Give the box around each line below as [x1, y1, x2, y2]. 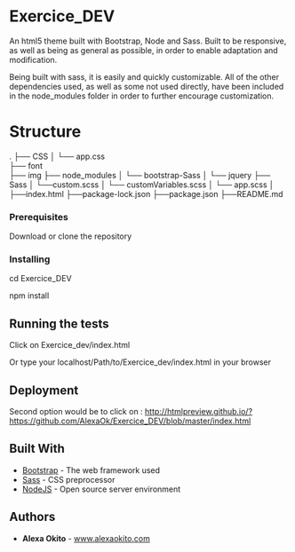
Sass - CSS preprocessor [21, 474, 116, 485]
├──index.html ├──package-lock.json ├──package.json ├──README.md [9, 188, 283, 199]
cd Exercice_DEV [9, 273, 73, 284]
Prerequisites [9, 210, 68, 223]
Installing [9, 253, 51, 265]
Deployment [9, 382, 79, 398]
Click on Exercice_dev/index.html [9, 340, 131, 351]
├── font [9, 160, 43, 170]
